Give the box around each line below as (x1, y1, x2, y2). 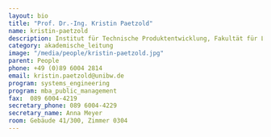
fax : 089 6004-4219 (8, 94, 78, 102)
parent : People (8, 57, 60, 65)
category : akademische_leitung (8, 42, 114, 50)
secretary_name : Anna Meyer (8, 110, 103, 118)
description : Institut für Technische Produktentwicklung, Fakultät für (8, 34, 258, 43)
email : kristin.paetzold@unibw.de (8, 72, 125, 80)
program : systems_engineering (8, 79, 110, 87)
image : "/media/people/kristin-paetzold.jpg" (8, 49, 164, 57)
